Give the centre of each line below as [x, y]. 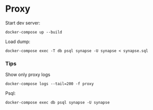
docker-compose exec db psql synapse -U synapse [58, 103]
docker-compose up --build [34, 32]
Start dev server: [23, 23]
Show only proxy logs [28, 75]
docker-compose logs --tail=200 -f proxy [50, 84]
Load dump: [18, 42]
